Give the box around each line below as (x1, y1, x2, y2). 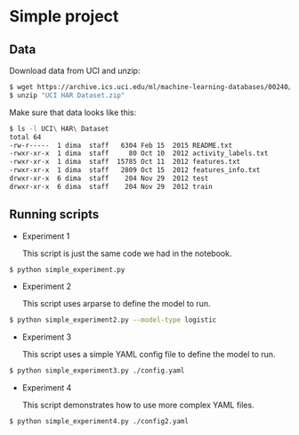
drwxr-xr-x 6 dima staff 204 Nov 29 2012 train (9, 182, 214, 191)
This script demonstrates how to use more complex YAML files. (21, 399, 255, 411)
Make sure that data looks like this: (9, 107, 137, 118)
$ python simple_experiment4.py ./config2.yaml (9, 417, 190, 426)
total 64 (9, 132, 42, 142)
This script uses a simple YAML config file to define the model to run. (21, 349, 276, 360)
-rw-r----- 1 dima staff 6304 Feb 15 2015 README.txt (9, 141, 233, 150)
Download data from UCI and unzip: (9, 65, 141, 76)
